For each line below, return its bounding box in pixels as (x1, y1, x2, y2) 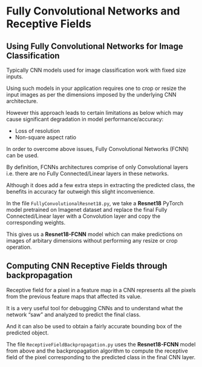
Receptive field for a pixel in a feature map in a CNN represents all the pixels (6, 286, 196, 293)
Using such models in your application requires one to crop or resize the (6, 85, 186, 92)
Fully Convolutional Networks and (6, 4, 180, 18)
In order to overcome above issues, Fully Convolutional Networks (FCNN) (6, 145, 189, 152)
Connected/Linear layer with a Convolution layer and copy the (6, 212, 161, 220)
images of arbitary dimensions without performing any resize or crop (6, 237, 178, 244)
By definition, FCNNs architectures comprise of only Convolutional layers (6, 164, 189, 170)
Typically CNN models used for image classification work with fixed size (6, 66, 186, 74)
